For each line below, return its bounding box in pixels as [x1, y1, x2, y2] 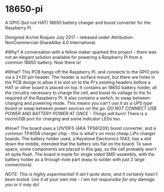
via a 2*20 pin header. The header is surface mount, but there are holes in [5, 74, 155, 80]
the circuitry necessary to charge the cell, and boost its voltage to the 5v [5, 90, 152, 96]
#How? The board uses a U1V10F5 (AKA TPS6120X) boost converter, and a [5, 125, 156, 131]
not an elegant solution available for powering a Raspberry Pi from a [5, 54, 142, 60]
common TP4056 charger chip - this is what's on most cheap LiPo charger [5, 130, 156, 136]
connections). [5, 162, 33, 168]
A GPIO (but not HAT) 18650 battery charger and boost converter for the [5, 20, 151, 25]
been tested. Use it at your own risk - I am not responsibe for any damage [5, 176, 155, 182]
